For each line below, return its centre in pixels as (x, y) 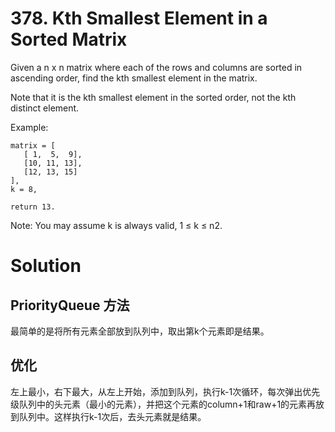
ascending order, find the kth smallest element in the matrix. (134, 78)
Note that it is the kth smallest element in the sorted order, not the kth (153, 97)
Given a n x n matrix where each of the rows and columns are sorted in (156, 67)
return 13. (33, 207)
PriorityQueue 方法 (70, 305)
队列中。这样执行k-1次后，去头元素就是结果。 (112, 416)
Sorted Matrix (69, 39)
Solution (46, 266)
